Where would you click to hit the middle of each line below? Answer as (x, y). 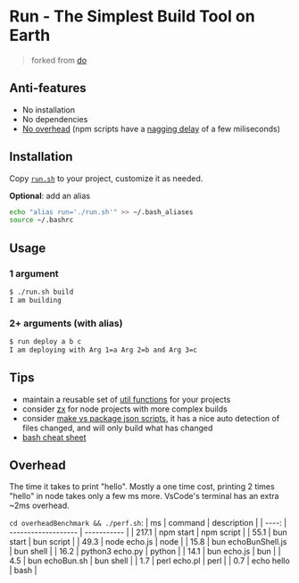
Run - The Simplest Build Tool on (133, 17)
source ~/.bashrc (42, 221)
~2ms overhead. (39, 505)
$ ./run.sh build (42, 292)
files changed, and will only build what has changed (117, 428)
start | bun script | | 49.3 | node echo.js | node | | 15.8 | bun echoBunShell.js (148, 542)
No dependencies (55, 119)
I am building (36, 300)
